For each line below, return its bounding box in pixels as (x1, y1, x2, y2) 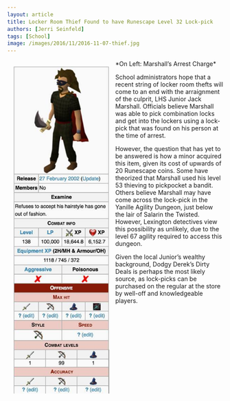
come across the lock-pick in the (115, 196, 208, 204)
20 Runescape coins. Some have (115, 167, 208, 175)
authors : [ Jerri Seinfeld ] (7, 25, 84, 32)
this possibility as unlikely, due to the (115, 225, 220, 233)
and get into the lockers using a (115, 117, 205, 125)
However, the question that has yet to (115, 145, 221, 153)
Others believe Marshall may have (115, 189, 211, 197)
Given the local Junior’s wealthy (115, 253, 206, 261)
